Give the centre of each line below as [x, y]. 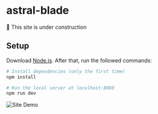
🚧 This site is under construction [46, 27]
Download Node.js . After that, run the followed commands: [79, 60]
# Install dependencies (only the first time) [66, 71]
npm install [21, 77]
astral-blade [38, 10]
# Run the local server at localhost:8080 [60, 88]
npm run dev [21, 94]
